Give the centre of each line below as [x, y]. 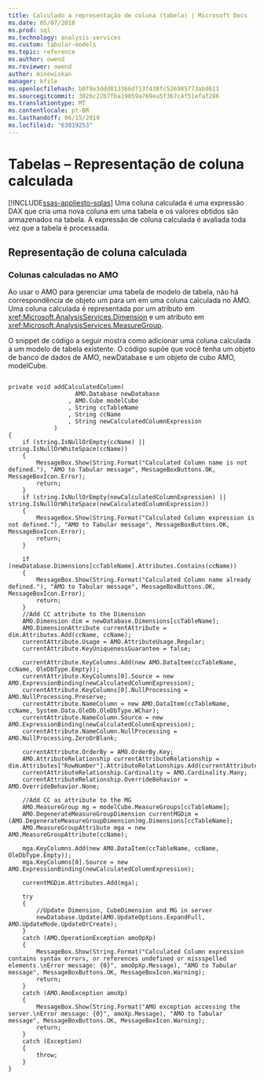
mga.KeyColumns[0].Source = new [75, 863]
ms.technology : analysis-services [65, 37]
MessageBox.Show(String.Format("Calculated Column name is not [142, 463]
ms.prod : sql [29, 30]
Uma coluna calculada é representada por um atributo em [101, 309]
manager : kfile [33, 81]
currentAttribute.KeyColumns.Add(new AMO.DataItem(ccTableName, [130, 663]
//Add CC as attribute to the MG [77, 801]
